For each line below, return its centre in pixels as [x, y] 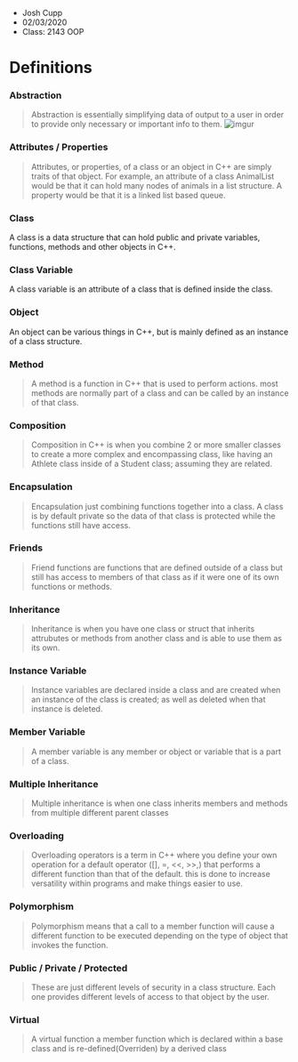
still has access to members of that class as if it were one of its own [155, 576]
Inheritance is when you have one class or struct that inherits [143, 629]
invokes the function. [69, 945]
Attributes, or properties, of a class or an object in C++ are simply [151, 166]
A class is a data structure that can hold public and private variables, [135, 237]
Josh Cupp [42, 13]
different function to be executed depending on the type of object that [160, 935]
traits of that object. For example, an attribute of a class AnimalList [153, 176]
